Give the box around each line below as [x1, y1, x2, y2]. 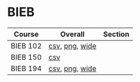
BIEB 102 [10, 41, 42, 51]
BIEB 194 [10, 63, 42, 73]
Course [13, 29, 39, 39]
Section [103, 29, 129, 39]
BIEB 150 [10, 52, 42, 62]
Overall [60, 29, 85, 39]
